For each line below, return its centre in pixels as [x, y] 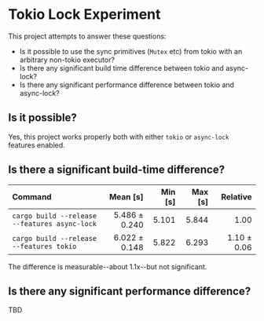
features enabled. [37, 145]
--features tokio [44, 246]
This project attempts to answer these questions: [87, 36]
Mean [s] [126, 196]
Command [32, 196]
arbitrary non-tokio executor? [67, 60]
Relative [236, 196]
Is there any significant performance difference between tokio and [126, 85]
